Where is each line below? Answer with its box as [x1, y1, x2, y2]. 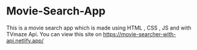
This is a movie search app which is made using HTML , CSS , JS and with [6, 24, 192, 31]
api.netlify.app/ [6, 37, 44, 44]
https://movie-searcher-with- [102, 30, 176, 37]
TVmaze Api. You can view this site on [6, 30, 102, 37]
